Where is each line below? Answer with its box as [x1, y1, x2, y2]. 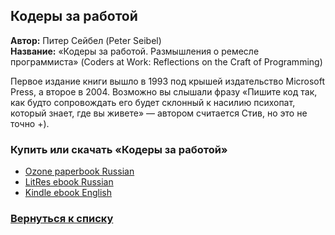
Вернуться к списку [10, 212, 114, 226]
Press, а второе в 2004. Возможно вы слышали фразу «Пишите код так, [10, 85, 318, 98]
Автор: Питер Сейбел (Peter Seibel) [10, 34, 162, 46]
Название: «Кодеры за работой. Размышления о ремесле [10, 45, 260, 57]
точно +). [10, 117, 50, 129]
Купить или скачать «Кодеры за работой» [10, 142, 228, 156]
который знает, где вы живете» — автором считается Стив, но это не [10, 107, 308, 119]
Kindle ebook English [24, 187, 113, 199]
